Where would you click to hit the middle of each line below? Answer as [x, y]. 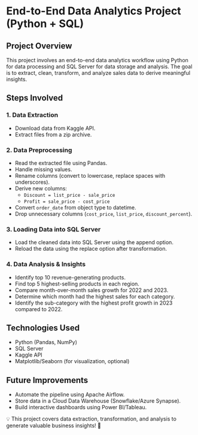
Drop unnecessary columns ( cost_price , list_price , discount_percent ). [103, 214]
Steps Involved [35, 98]
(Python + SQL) [45, 24]
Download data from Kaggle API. [55, 128]
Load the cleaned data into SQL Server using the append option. [94, 242]
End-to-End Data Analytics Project [94, 11]
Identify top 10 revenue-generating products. [70, 277]
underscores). [32, 182]
